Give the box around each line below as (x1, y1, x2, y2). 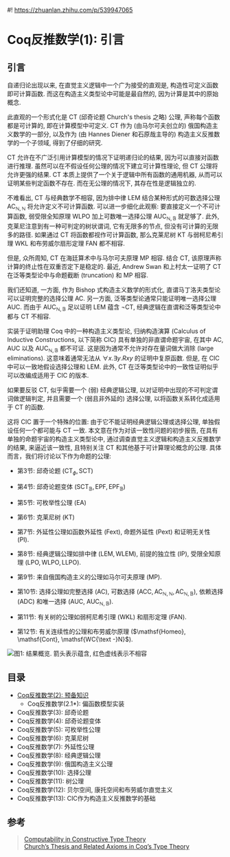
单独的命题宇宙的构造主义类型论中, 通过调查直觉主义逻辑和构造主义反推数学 (7, 435, 221, 443)
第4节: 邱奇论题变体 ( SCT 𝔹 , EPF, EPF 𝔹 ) (16, 482, 126, 492)
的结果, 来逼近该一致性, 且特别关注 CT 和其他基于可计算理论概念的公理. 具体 (7, 444, 222, 452)
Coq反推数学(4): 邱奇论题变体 (16, 717, 102, 725)
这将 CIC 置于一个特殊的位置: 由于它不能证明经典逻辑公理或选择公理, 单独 (7, 417, 215, 426)
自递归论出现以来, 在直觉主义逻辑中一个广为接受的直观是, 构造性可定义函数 (7, 81, 218, 89)
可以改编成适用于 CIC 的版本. (7, 371, 89, 380)
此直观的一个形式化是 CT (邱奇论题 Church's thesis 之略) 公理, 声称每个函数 (7, 113, 220, 121)
